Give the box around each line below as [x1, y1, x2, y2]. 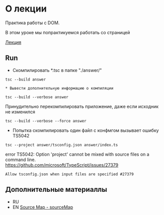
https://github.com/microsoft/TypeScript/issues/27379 [5, 162, 119, 168]
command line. [5, 157, 36, 163]
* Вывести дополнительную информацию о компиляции [5, 86, 114, 91]
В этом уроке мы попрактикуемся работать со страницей [5, 29, 130, 35]
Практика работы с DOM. [5, 20, 60, 26]
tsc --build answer [5, 77, 46, 82]
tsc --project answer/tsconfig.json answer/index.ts [5, 142, 118, 148]
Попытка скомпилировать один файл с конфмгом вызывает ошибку [12, 127, 159, 133]
